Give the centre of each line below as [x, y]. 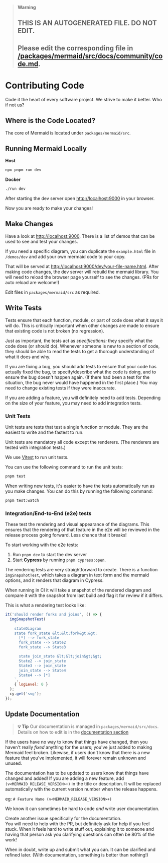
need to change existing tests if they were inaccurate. [61, 388]
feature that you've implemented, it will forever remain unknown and [76, 758]
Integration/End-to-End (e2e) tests [48, 513]
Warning [27, 7]
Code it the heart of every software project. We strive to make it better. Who [83, 99]
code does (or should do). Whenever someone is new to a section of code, [82, 346]
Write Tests [24, 308]
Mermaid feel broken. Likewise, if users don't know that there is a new [78, 752]
